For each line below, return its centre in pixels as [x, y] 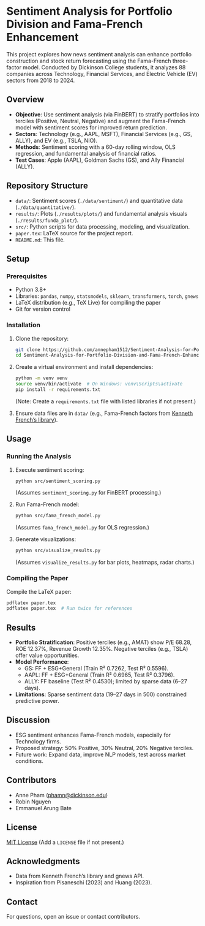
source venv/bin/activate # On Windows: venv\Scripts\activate [99, 384]
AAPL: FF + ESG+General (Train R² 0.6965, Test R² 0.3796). [99, 675]
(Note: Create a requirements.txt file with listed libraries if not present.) [106, 401]
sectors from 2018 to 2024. [41, 80]
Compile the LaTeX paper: [39, 591]
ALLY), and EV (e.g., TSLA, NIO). [56, 140]
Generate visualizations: [46, 539]
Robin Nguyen [33, 802]
